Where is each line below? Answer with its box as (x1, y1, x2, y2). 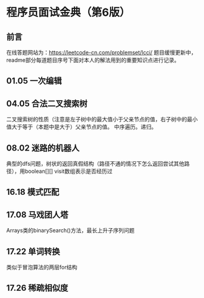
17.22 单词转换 (6, 246, 61, 257)
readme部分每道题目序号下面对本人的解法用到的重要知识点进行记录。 (6, 56, 180, 64)
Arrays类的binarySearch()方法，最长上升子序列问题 (6, 227, 135, 234)
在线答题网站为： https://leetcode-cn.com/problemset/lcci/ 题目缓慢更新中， (6, 49, 197, 56)
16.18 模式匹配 (6, 187, 59, 197)
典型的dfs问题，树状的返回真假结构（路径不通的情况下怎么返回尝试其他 (6, 160, 185, 168)
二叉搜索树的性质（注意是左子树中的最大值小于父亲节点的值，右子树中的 (6, 116, 187, 123)
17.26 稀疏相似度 (6, 283, 69, 293)
